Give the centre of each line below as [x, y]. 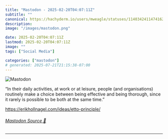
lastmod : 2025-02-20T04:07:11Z [38, 42]
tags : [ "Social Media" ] [30, 51]
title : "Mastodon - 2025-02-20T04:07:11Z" [50, 10]
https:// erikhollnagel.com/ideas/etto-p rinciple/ [53, 109]
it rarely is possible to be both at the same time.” [55, 99]
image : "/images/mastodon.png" [38, 28]
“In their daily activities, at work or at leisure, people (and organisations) [79, 89]
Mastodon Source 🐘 [26, 120]
